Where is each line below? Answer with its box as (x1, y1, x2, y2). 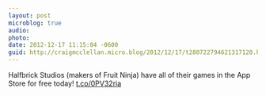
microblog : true (8, 19, 62, 27)
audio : (8, 26, 30, 34)
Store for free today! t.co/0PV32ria (8, 79, 122, 88)
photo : (8, 33, 30, 42)
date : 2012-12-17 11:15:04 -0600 (8, 41, 119, 49)
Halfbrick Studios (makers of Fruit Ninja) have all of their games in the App (8, 71, 251, 79)
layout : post (8, 11, 51, 20)
